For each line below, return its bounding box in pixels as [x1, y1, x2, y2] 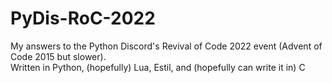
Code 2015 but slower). [10, 50, 107, 62]
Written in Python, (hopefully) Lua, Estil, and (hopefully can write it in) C [10, 61, 306, 73]
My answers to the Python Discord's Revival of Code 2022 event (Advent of [10, 40, 323, 52]
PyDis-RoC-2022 [10, 7, 156, 30]
